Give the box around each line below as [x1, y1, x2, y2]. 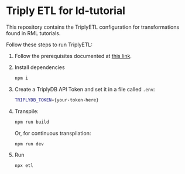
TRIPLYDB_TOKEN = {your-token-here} [14, 97, 99, 103]
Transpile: [14, 107, 39, 115]
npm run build [14, 119, 49, 125]
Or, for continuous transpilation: [14, 129, 91, 137]
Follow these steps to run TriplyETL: [6, 41, 92, 48]
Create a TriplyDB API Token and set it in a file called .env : [14, 86, 155, 93]
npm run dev [14, 141, 44, 147]
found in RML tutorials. [6, 29, 61, 36]
